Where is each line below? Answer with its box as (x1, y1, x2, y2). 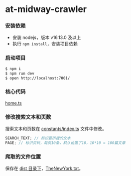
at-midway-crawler (5, 3, 87, 15)
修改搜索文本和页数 (5, 113, 51, 120)
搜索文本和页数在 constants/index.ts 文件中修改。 (5, 126, 107, 131)
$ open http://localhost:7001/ (5, 75, 70, 80)
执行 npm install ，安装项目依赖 (12, 41, 78, 47)
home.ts (5, 100, 22, 106)
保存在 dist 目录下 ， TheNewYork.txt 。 (5, 165, 84, 171)
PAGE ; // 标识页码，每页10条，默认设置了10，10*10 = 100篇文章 (5, 140, 126, 145)
